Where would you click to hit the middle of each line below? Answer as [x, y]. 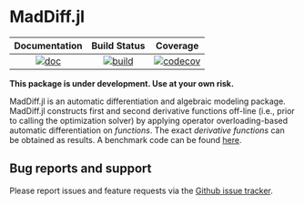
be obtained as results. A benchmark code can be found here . [126, 139]
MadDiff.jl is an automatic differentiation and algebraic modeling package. [148, 101]
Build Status [118, 46]
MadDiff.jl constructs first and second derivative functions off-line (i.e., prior [152, 110]
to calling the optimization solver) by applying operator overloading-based [149, 120]
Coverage [177, 46]
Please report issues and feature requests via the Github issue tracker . [141, 190]
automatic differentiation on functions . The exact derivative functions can [147, 130]
